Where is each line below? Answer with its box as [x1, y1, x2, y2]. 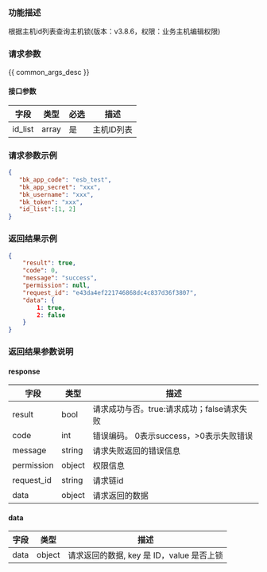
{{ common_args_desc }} [8, 67, 90, 76]
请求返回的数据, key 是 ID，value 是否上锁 [68, 550, 224, 561]
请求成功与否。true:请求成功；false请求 [92, 404, 240, 415]
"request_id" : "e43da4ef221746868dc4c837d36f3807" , [22, 288, 197, 296]
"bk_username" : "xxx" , [18, 190, 94, 198]
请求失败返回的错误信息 [92, 445, 181, 456]
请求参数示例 [8, 150, 58, 161]
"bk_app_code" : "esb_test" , [18, 175, 112, 184]
